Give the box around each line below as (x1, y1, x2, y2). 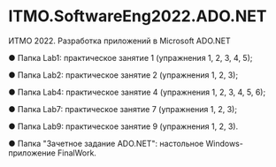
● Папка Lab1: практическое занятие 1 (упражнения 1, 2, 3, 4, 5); (8, 52, 253, 63)
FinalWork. (57, 148, 96, 158)
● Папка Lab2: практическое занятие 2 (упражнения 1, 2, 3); (8, 69, 239, 80)
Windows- (205, 138, 244, 148)
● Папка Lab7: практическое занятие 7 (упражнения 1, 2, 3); (8, 103, 238, 114)
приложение (8, 148, 57, 158)
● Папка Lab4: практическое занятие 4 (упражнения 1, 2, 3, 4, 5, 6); (8, 87, 266, 97)
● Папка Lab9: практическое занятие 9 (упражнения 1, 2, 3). (8, 121, 239, 132)
